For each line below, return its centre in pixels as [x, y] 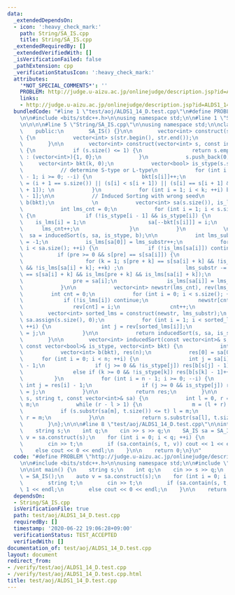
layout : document [33, 554]
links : [29, 99]
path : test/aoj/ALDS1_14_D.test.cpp [67, 516]
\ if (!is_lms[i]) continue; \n [84, 301]
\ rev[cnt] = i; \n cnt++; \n [108, 307]
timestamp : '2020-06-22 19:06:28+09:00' [73, 528]
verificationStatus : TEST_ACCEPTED [65, 535]
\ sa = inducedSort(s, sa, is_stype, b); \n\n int [112, 235]
